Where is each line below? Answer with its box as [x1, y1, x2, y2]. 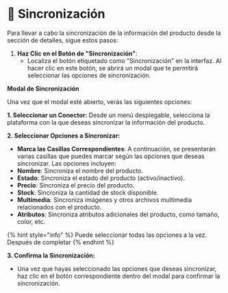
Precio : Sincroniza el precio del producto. [16, 181, 135, 189]
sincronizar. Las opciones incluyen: [16, 159, 116, 167]
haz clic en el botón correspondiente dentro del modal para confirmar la [16, 272, 220, 280]
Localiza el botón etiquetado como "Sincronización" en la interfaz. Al [27, 56, 222, 64]
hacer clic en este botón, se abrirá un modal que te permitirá [27, 64, 199, 72]
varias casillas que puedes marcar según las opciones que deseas [16, 152, 205, 160]
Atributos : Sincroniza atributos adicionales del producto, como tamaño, [16, 210, 220, 218]
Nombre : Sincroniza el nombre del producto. [16, 166, 144, 175]
